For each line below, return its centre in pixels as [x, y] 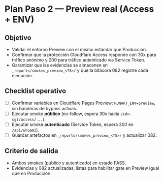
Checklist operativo [35, 91]
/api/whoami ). [25, 130]
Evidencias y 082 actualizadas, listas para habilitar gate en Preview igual [85, 168]
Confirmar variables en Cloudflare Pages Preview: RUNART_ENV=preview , [83, 103]
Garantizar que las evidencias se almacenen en [60, 65]
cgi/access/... [27, 120]
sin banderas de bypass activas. [44, 108]
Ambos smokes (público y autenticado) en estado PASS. [69, 163]
